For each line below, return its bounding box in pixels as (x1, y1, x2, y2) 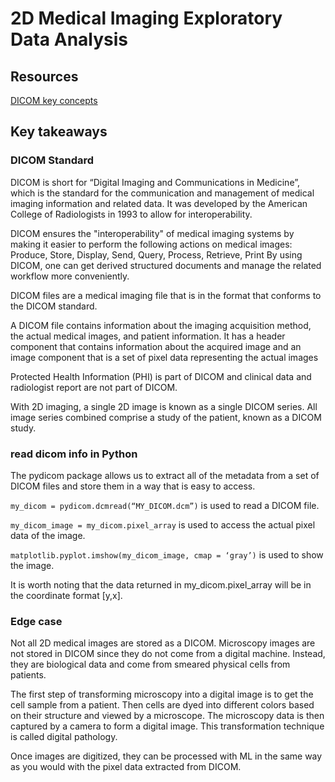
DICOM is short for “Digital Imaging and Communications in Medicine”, (10, 176, 301, 188)
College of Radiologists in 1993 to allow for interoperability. (10, 208, 253, 220)
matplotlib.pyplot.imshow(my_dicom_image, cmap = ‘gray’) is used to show (10, 548, 324, 561)
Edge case (10, 614, 63, 628)
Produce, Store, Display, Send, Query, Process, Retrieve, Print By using (10, 248, 303, 261)
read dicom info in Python (10, 447, 138, 461)
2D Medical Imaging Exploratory (10, 7, 283, 30)
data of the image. (10, 529, 86, 541)
